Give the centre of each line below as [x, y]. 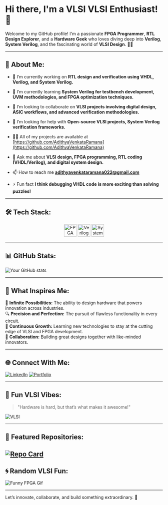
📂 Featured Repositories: [44, 437]
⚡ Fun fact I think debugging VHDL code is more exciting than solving [85, 184]
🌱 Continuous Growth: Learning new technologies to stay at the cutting [79, 326]
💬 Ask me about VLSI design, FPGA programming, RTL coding [77, 157]
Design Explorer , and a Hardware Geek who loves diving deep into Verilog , [83, 39]
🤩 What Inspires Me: [37, 291]
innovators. [17, 342]
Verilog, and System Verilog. [43, 82]
